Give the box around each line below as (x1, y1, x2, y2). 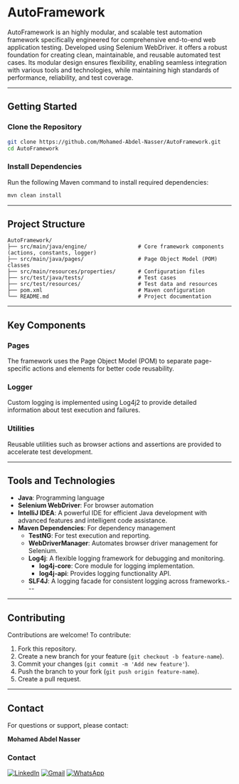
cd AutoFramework (7, 145, 59, 152)
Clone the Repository (7, 122, 83, 132)
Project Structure (7, 218, 85, 230)
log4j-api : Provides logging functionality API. (38, 569, 171, 578)
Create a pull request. (17, 675, 82, 684)
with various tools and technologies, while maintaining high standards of (7, 66, 219, 74)
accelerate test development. (7, 447, 93, 456)
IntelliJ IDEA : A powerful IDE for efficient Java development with (17, 509, 208, 517)
